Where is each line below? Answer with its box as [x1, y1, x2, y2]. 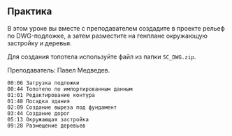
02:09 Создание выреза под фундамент [7, 104, 117, 111]
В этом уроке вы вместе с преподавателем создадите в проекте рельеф [7, 24, 225, 32]
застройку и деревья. [7, 38, 72, 47]
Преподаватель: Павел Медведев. [7, 66, 110, 74]
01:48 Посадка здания [7, 98, 71, 105]
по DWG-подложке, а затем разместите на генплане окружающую [7, 31, 208, 40]
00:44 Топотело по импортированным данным [7, 85, 133, 93]
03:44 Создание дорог [7, 109, 71, 117]
